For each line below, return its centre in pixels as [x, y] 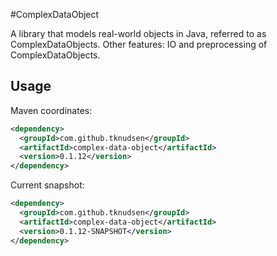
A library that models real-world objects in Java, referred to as [138, 33]
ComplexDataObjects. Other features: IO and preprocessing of [139, 44]
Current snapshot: [47, 185]
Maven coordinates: [51, 110]
